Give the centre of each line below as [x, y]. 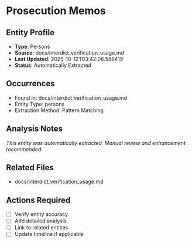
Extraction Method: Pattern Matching [59, 110]
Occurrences [30, 84]
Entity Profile [30, 33]
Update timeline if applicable [49, 234]
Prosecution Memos [56, 11]
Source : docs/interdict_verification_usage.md [69, 53]
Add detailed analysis [40, 221]
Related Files [30, 168]
